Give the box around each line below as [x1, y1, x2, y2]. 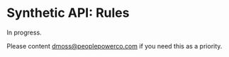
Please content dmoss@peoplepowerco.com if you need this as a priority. [6, 42, 223, 50]
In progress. [6, 28, 42, 37]
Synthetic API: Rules [6, 5, 130, 21]
